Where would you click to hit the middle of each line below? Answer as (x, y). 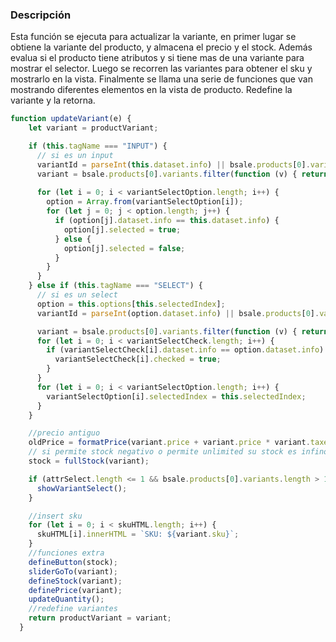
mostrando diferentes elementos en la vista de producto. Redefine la (151, 90)
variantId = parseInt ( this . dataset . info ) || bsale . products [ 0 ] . (173, 164)
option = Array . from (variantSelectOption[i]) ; (145, 202)
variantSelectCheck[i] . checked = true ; (138, 359)
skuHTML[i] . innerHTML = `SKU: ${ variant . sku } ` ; (138, 534)
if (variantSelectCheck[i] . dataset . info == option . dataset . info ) (185, 350)
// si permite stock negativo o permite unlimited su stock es (163, 452)
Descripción (41, 15)
